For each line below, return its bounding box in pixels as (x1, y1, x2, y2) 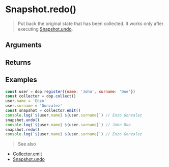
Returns (5, 58, 32, 67)
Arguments (5, 41, 42, 50)
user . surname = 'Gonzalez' (5, 103, 63, 108)
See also (17, 141, 37, 147)
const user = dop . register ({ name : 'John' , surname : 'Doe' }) (5, 89, 136, 94)
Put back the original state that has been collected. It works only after (17, 20, 164, 27)
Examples (5, 76, 37, 84)
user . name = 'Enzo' (5, 99, 47, 104)
